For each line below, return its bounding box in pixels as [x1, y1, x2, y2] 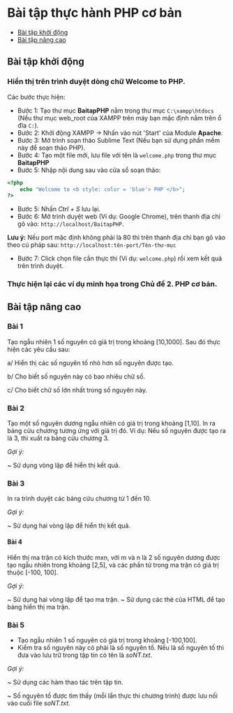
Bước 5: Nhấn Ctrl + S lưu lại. [17, 205, 101, 213]
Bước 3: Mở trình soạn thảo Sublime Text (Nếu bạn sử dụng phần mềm [17, 136, 220, 144]
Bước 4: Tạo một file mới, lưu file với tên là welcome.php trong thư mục [17, 150, 217, 159]
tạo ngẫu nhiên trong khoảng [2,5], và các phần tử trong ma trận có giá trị [7, 560, 219, 569]
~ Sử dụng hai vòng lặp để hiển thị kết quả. [7, 521, 131, 530]
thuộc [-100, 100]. [7, 568, 59, 577]
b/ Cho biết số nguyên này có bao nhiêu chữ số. [7, 372, 145, 381]
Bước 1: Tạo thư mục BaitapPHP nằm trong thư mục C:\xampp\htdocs [17, 106, 214, 115]
